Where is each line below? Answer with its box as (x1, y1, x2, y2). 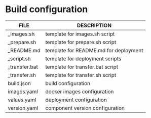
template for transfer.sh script (45, 71, 117, 78)
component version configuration (45, 104, 125, 111)
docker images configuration (45, 88, 114, 95)
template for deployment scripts (45, 55, 122, 62)
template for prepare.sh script (45, 38, 117, 46)
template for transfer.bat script (45, 63, 119, 70)
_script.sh (8, 55, 31, 62)
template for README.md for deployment (45, 47, 143, 54)
